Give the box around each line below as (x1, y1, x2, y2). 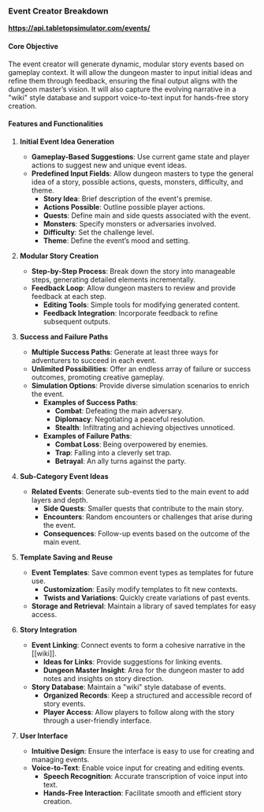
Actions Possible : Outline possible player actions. (43, 202, 206, 211)
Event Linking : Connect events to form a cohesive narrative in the (31, 640, 246, 649)
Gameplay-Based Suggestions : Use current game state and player (31, 152, 250, 161)
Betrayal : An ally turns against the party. (54, 456, 187, 466)
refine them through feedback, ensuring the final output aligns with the (8, 76, 238, 85)
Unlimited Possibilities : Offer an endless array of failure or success (31, 364, 251, 373)
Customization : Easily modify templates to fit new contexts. (43, 584, 238, 593)
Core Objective (8, 41, 59, 51)
